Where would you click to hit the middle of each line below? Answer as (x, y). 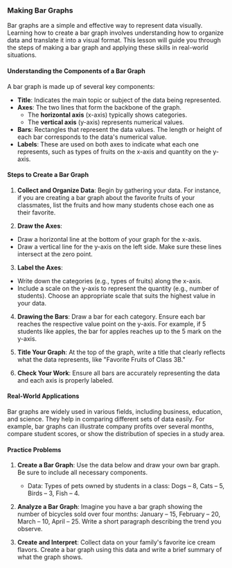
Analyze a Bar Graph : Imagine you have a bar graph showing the (110, 507)
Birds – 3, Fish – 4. (54, 493)
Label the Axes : (40, 267)
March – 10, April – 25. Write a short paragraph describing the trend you (119, 521)
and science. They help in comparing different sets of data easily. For (106, 419)
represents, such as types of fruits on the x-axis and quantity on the (114, 151)
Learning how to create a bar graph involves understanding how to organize (115, 33)
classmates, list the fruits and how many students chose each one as (116, 205)
